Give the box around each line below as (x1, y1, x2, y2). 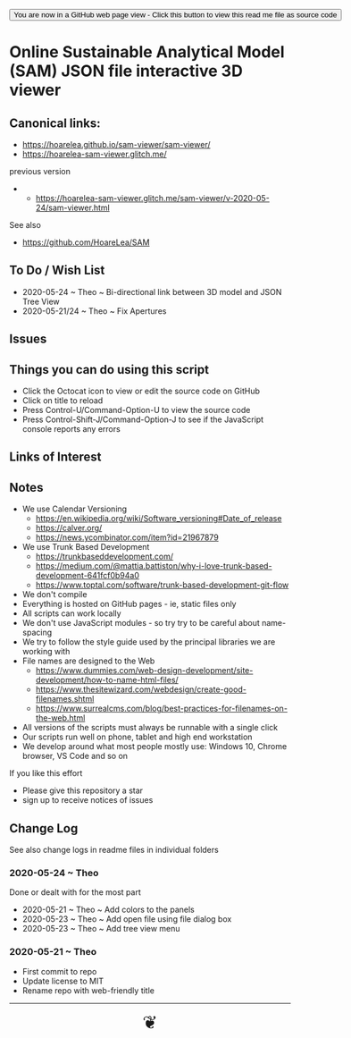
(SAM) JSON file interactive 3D (9, 61, 243, 81)
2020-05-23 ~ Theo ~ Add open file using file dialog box (21, 914, 232, 924)
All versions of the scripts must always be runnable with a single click (21, 722, 279, 733)
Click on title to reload (21, 395, 104, 406)
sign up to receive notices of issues (21, 795, 154, 806)
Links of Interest (9, 450, 102, 465)
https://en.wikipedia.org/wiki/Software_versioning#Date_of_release (35, 513, 282, 524)
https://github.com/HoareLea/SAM (21, 237, 150, 248)
